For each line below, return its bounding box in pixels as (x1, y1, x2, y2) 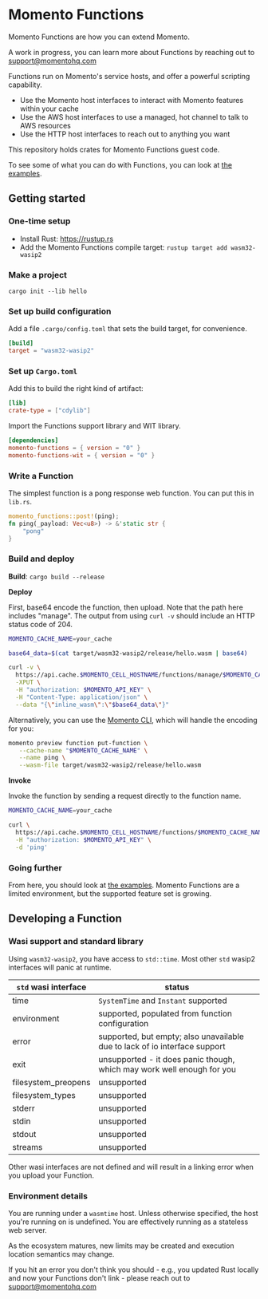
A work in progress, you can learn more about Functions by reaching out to (8, 47, 255, 57)
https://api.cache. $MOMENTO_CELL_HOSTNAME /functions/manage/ (15, 671, 223, 679)
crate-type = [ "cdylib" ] (8, 407, 91, 415)
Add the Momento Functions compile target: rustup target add (19, 242, 227, 252)
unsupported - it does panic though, (98, 1053, 235, 1064)
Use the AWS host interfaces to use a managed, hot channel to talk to (19, 112, 249, 121)
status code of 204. (8, 619, 73, 629)
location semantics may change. (8, 1249, 115, 1258)
